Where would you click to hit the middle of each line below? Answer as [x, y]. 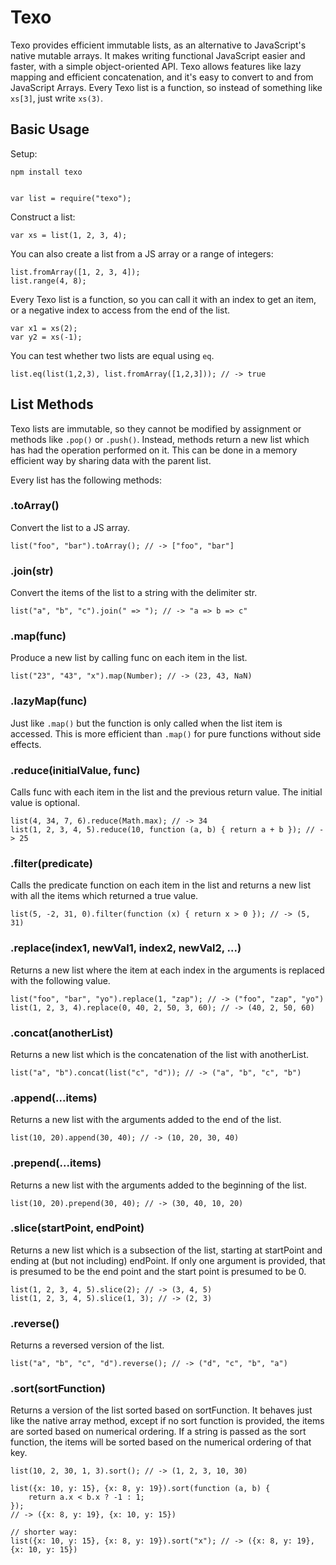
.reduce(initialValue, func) [75, 770]
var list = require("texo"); [71, 198]
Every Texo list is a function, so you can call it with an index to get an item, [163, 299]
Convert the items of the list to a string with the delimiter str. [134, 593]
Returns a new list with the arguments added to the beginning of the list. [158, 1185]
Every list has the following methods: [86, 480]
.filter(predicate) [51, 863]
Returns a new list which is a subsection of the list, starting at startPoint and [166, 1250]
